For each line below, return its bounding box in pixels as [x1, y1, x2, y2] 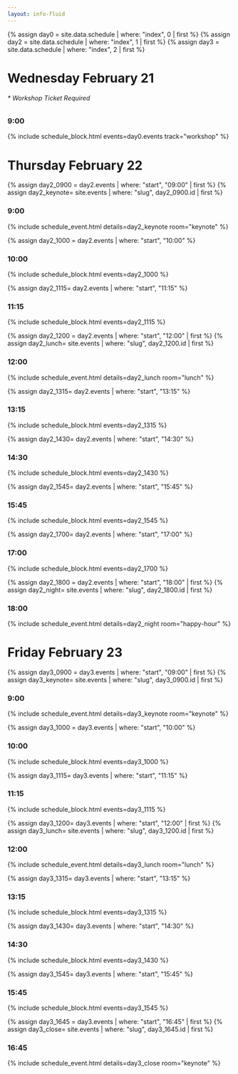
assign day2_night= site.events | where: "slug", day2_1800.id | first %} [7, 585, 213, 594]
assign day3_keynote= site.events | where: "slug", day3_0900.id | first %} [7, 675, 223, 684]
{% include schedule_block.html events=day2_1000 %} [7, 270, 169, 278]
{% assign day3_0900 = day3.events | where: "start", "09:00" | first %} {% [7, 667, 227, 677]
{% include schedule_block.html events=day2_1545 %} [7, 516, 169, 525]
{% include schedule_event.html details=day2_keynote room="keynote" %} [7, 222, 229, 231]
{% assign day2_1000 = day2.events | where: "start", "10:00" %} [7, 236, 196, 244]
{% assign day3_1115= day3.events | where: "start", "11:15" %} [7, 771, 188, 780]
